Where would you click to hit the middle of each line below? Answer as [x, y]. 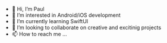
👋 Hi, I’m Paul [28, 9]
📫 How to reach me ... [39, 34]
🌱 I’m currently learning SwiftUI [50, 21]
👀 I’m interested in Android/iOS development [66, 15]
